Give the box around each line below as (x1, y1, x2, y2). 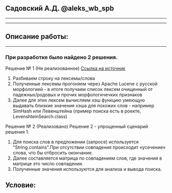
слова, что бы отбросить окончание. (12, 149, 93, 156)
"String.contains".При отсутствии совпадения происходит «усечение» (12, 144, 166, 150)
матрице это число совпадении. (12, 160, 83, 166)
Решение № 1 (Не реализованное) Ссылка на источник (5, 65, 125, 71)
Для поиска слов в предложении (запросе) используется (12, 139, 139, 145)
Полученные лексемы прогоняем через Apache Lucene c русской (12, 81, 158, 87)
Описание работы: (5, 32, 69, 41)
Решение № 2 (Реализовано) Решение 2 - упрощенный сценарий (5, 123, 148, 129)
